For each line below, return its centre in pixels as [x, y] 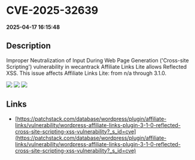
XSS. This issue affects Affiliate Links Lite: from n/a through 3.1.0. [86, 73]
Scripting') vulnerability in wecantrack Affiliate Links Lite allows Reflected [97, 67]
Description [28, 46]
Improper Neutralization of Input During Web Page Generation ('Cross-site [98, 60]
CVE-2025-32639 [52, 10]
